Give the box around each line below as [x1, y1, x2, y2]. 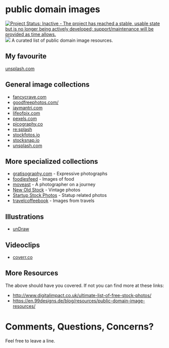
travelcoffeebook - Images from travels [12, 197, 95, 204]
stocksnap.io [12, 137, 40, 143]
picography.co [12, 121, 43, 127]
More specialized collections [5, 157, 98, 166]
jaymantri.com [12, 104, 43, 110]
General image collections [5, 80, 90, 89]
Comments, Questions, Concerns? [5, 321, 154, 332]
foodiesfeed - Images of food [12, 176, 75, 182]
